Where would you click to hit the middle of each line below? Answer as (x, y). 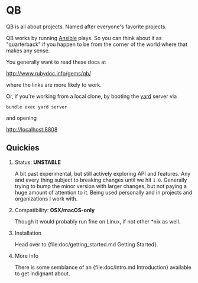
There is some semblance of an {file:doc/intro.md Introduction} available (103, 267)
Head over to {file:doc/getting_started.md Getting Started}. (86, 244)
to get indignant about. (42, 273)
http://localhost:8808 (32, 129)
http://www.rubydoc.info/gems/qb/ (49, 73)
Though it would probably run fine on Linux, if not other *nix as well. (98, 221)
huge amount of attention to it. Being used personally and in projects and (103, 192)
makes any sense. (28, 50)
